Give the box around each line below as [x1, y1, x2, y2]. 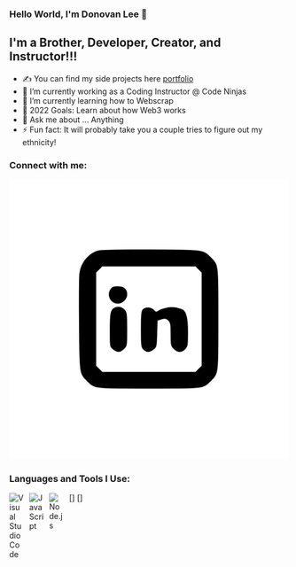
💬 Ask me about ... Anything [21, 114, 124, 125]
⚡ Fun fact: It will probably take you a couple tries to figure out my [21, 124, 263, 135]
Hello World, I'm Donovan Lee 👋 [9, 8, 148, 20]
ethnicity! [21, 136, 57, 147]
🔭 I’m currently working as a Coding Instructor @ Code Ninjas [21, 86, 246, 97]
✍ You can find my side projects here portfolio [21, 73, 194, 83]
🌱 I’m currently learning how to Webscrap [21, 95, 175, 105]
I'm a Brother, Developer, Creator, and [9, 35, 222, 50]
